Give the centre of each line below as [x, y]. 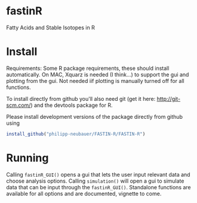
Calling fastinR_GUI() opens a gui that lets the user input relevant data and [98, 174]
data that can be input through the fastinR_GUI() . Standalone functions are [98, 187]
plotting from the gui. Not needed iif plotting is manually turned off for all [95, 81]
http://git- [169, 99]
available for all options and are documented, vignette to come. [84, 193]
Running [27, 158]
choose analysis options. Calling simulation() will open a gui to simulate [95, 181]
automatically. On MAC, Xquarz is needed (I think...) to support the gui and [98, 74]
